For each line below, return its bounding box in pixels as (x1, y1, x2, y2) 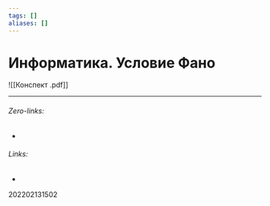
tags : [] (8, 11, 38, 20)
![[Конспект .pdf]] (8, 80, 68, 90)
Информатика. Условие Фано (8, 54, 215, 72)
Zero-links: (8, 106, 44, 116)
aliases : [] (8, 19, 48, 27)
